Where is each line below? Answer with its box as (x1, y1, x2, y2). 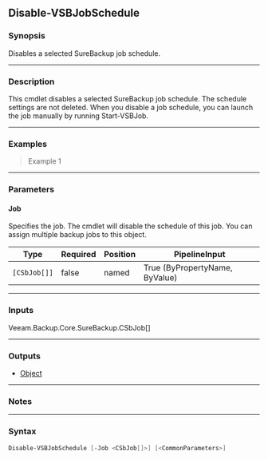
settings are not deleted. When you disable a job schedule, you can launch (8, 102, 254, 112)
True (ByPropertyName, (143, 263, 233, 274)
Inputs (8, 305, 34, 316)
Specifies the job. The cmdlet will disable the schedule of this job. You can (8, 221, 253, 231)
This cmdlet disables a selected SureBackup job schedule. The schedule (8, 93, 247, 103)
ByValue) (143, 272, 178, 283)
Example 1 (27, 156, 61, 166)
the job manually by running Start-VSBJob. (8, 111, 149, 121)
